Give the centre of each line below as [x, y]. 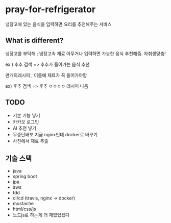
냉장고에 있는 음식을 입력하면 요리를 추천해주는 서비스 [58, 24]
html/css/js [24, 209]
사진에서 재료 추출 [30, 141]
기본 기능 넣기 [26, 115]
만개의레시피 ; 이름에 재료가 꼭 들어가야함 [46, 75]
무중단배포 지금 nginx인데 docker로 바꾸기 [55, 134]
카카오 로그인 [26, 121]
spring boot [25, 177]
